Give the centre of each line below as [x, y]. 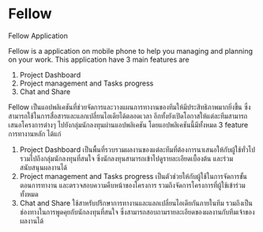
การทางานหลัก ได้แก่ [35, 133]
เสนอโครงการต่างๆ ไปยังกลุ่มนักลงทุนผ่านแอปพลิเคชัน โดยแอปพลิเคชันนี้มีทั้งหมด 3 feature [128, 124]
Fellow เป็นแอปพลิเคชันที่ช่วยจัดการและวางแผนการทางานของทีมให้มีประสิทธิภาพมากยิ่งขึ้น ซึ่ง [130, 107]
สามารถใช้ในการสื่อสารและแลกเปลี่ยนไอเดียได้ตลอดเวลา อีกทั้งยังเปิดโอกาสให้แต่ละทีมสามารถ [128, 116]
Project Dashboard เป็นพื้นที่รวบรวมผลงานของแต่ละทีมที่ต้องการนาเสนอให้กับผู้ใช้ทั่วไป [137, 149]
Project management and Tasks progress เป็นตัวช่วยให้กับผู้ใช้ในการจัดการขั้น [133, 176]
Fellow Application [38, 36]
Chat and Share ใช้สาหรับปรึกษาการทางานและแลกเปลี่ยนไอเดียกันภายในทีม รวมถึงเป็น [136, 203]
